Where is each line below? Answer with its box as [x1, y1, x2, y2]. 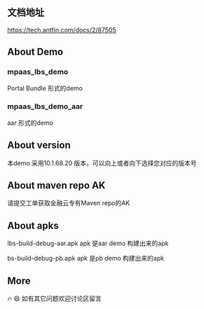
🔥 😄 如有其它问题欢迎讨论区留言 [7, 294, 102, 303]
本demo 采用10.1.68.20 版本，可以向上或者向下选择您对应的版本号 [7, 158, 198, 167]
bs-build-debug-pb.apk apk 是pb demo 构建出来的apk [7, 254, 165, 263]
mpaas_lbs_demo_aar [7, 102, 83, 111]
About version [7, 139, 72, 151]
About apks [7, 219, 59, 231]
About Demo [7, 46, 64, 58]
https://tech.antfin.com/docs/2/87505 [7, 25, 117, 34]
